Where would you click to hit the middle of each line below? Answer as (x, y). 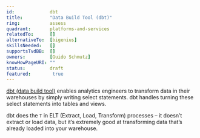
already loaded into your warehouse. (52, 128)
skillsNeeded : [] (31, 46)
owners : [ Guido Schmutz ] (48, 57)
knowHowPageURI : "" (31, 62)
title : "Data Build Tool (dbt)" (59, 18)
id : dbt (32, 12)
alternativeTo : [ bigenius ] (42, 40)
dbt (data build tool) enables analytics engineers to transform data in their (98, 91)
